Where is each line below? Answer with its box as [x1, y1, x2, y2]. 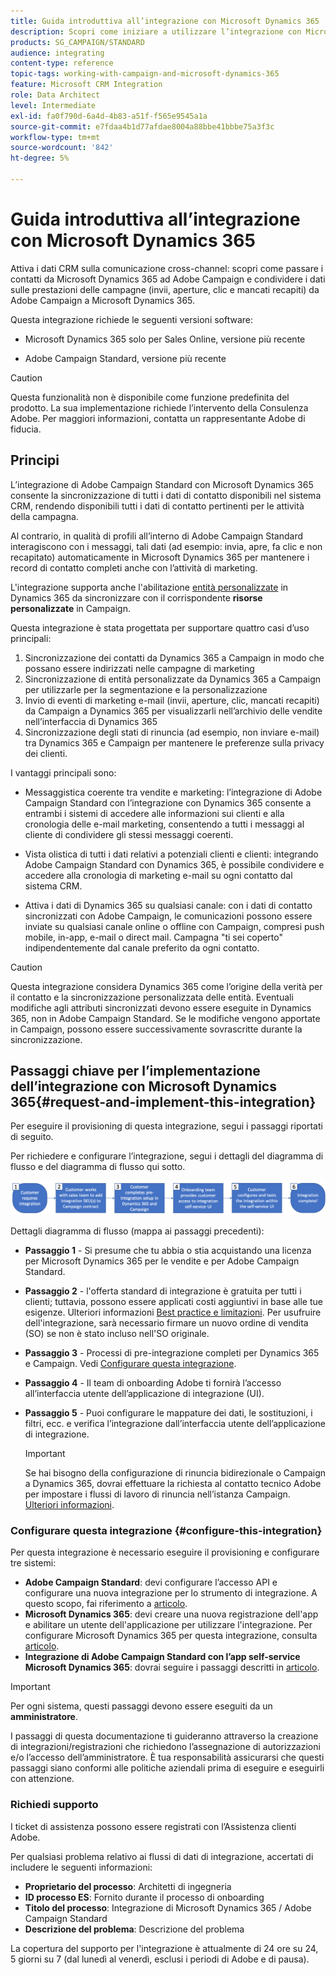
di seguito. [10, 1131, 54, 1143]
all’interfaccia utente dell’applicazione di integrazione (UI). [24, 1388, 265, 1400]
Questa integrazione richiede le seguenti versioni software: [10, 313, 254, 325]
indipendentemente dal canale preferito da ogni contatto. [24, 941, 260, 954]
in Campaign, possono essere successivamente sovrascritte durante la [10, 1023, 303, 1035]
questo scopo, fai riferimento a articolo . [24, 1598, 188, 1610]
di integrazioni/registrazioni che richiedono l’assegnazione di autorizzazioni [10, 1741, 321, 1753]
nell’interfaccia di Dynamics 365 [24, 715, 158, 727]
